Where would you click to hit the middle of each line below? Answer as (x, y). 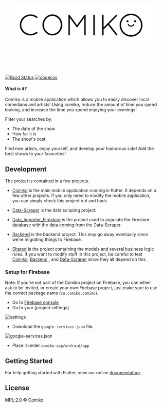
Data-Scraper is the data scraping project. (54, 210)
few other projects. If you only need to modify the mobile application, (81, 195)
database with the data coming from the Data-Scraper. (67, 225)
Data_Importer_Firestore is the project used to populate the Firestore (81, 219)
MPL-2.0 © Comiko (24, 400)
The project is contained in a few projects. (47, 181)
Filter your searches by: (29, 119)
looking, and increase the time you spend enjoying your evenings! (71, 110)
